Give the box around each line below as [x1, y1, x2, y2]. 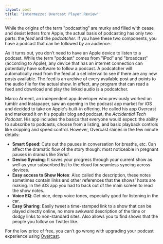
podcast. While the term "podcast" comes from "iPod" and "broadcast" [5, 55, 148, 61]
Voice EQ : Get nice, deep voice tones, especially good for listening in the [12, 192, 159, 198]
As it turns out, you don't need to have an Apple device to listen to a [5, 50, 141, 56]
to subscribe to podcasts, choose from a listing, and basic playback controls [5, 121, 158, 127]
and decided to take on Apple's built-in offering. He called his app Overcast [5, 105, 157, 112]
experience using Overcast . [5, 233, 60, 239]
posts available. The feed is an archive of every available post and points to [5, 76, 156, 82]
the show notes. [12, 188, 45, 193]
